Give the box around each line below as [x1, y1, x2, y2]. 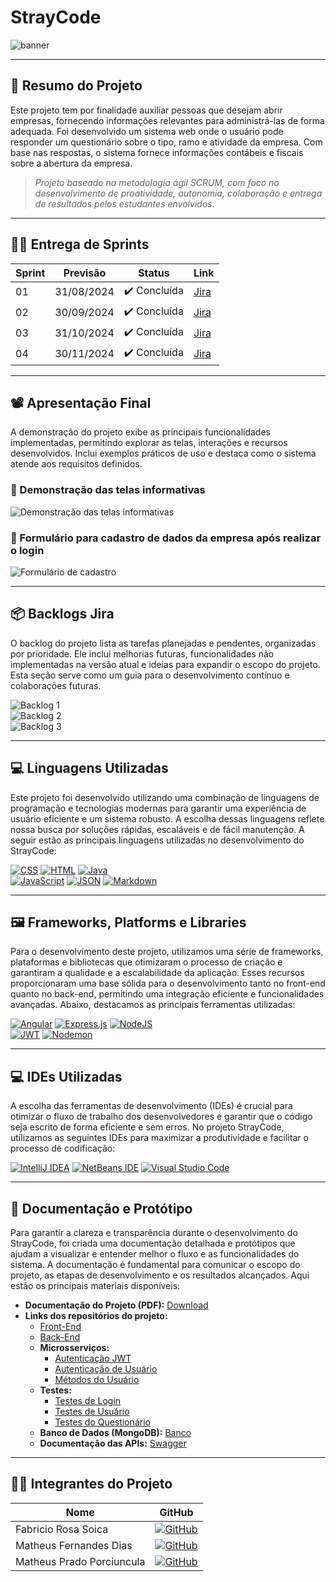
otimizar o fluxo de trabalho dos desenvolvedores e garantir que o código [10, 1111, 313, 1123]
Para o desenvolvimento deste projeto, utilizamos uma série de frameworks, [10, 946, 324, 958]
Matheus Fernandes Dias [15, 1538, 133, 1552]
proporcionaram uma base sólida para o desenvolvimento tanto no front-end [10, 977, 326, 990]
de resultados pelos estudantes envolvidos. [34, 197, 215, 210]
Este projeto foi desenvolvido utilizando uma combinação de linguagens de [10, 791, 320, 803]
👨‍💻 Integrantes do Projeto [10, 1476, 173, 1493]
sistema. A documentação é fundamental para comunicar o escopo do [10, 1259, 301, 1271]
